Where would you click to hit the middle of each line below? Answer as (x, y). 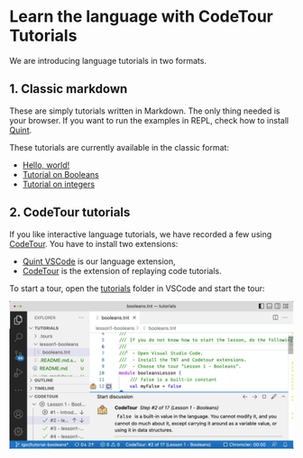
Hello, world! (46, 165)
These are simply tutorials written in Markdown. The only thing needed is (145, 111)
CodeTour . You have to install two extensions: (94, 243)
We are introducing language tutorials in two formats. (108, 60)
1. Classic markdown (69, 89)
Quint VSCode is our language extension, (99, 261)
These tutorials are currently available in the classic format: (119, 147)
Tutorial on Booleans (60, 174)
